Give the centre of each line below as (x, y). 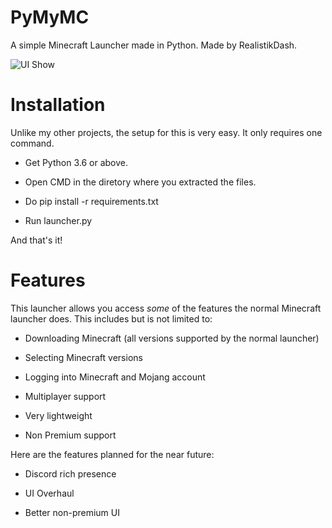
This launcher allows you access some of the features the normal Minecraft (166, 308)
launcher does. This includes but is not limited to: (111, 318)
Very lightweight (58, 415)
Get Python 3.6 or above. (76, 162)
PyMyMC (50, 17)
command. (32, 143)
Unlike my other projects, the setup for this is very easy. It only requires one (166, 132)
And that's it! (36, 240)
